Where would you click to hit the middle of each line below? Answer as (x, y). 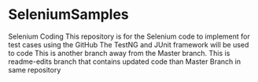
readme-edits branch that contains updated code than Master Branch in (125, 61)
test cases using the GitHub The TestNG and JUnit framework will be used (129, 44)
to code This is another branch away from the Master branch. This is (119, 53)
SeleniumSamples (69, 15)
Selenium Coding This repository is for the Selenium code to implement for (129, 36)
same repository (35, 69)
